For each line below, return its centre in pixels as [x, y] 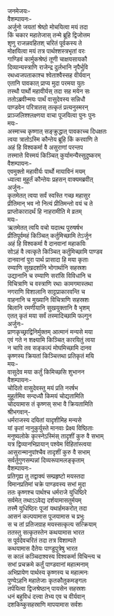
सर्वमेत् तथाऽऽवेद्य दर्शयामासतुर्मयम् [45, 500]
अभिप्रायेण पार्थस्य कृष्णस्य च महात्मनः [48, 573]
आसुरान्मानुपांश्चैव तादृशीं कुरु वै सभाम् [49, 452]
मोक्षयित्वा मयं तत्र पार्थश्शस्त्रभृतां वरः [46, 51]
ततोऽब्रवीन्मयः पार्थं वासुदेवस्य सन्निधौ [46, 99]
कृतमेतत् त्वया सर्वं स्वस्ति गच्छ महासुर [49, 195]
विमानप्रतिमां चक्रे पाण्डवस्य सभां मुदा [47, 484]
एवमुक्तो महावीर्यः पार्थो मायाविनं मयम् [46, 171]
